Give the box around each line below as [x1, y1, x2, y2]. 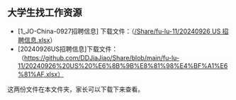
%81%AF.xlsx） [17, 70, 64, 78]
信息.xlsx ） [23, 35, 57, 44]
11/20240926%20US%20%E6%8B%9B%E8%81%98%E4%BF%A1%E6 [17, 61, 228, 70]
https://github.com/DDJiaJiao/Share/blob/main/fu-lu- [23, 53, 179, 62]
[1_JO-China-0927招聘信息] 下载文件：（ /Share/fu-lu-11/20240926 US [17, 27, 221, 35]
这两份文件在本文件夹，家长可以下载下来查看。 [7, 84, 144, 94]
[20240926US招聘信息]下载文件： [17, 45, 118, 53]
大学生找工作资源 [7, 6, 82, 19]
